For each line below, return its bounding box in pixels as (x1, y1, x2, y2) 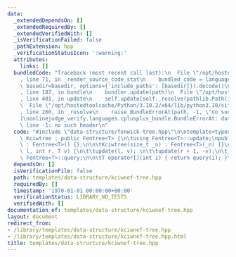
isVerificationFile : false (13, 167, 93, 175)
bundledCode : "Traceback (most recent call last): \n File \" (13, 69, 199, 76)
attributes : (13, 56, 49, 63)
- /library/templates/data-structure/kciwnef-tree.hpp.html (7, 233, 188, 240)
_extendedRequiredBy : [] (13, 23, 86, 30)
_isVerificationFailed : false (13, 37, 102, 44)
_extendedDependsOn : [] (13, 17, 83, 24)
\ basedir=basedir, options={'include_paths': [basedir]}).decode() (20, 82, 225, 89)
